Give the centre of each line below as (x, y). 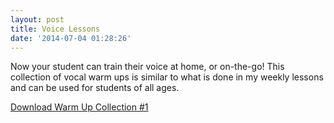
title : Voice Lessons (55, 29)
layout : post (37, 19)
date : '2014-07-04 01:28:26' (71, 38)
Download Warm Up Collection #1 (79, 107)
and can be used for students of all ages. (95, 88)
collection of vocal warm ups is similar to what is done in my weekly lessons (167, 77)
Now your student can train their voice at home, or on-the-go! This (147, 67)
